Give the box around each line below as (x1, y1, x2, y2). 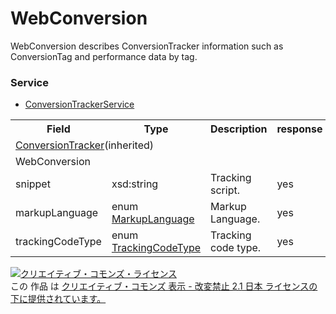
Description (210, 122, 268, 136)
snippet (15, 177, 51, 191)
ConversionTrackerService (24, 98, 135, 111)
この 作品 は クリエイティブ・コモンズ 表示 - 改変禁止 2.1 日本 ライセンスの (10, 280, 318, 292)
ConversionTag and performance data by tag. (10, 50, 198, 62)
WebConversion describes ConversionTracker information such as (10, 40, 284, 52)
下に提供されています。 (10, 293, 107, 305)
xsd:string (111, 177, 159, 191)
